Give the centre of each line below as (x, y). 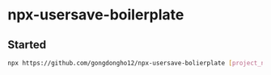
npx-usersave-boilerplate (96, 15)
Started (27, 45)
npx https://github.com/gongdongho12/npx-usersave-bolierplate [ (120, 63)
